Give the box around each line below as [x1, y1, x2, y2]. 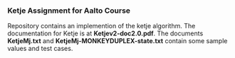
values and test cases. [7, 45, 73, 53]
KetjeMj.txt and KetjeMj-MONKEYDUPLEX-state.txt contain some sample [7, 37, 228, 45]
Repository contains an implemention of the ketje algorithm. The [7, 22, 196, 30]
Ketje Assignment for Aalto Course [7, 6, 130, 16]
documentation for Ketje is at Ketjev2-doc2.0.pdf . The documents [7, 29, 204, 37]
